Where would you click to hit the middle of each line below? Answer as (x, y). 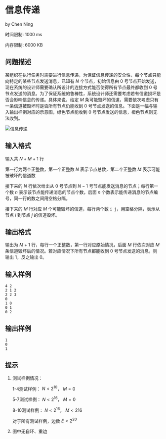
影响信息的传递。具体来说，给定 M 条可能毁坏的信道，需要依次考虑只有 (86, 99)
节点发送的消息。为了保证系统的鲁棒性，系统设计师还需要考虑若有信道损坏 (81, 93)
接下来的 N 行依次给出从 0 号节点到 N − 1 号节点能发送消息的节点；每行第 (80, 186)
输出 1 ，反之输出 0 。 (26, 257)
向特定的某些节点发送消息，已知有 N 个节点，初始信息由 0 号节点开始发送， (82, 81)
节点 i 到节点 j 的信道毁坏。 (33, 215)
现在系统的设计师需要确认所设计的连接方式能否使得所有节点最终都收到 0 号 (81, 87)
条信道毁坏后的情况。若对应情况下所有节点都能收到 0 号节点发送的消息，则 (81, 251)
